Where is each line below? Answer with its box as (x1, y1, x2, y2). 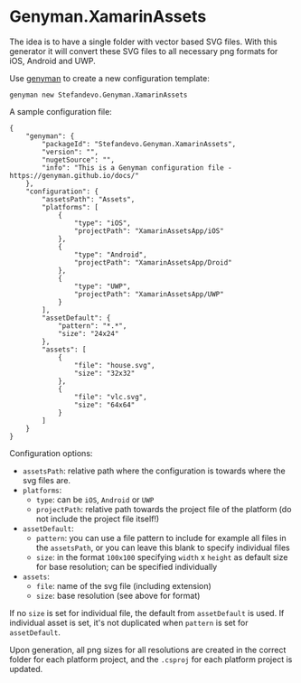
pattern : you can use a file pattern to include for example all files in (35, 532, 287, 543)
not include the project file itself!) (35, 513, 160, 524)
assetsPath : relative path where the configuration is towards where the (22, 465, 287, 476)
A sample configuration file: (9, 106, 113, 117)
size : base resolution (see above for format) (35, 590, 201, 601)
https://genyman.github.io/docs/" (9, 171, 140, 180)
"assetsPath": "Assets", (42, 194, 136, 204)
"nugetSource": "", (42, 155, 116, 164)
